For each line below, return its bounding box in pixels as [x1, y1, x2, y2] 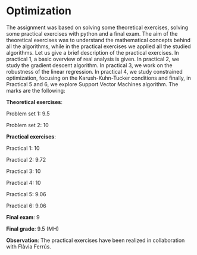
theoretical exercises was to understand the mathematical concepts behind [6, 36, 191, 43]
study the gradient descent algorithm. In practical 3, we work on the [6, 61, 173, 69]
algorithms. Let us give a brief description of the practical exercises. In [6, 49, 180, 56]
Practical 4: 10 [6, 179, 41, 186]
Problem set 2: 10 [6, 121, 49, 128]
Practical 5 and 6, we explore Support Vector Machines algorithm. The [6, 80, 179, 87]
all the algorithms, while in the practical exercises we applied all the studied [6, 43, 192, 50]
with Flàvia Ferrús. [6, 243, 52, 250]
